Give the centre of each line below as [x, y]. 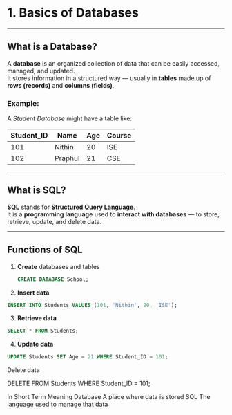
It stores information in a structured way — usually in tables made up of [109, 78]
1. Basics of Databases [73, 13]
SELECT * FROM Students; [43, 331]
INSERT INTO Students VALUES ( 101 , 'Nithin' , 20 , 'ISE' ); [92, 305]
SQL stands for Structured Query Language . [71, 207]
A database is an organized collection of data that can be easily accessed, [113, 63]
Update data [35, 344]
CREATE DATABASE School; [53, 279]
